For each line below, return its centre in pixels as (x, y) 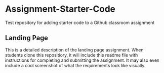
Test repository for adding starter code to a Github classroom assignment (80, 23)
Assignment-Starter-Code (60, 9)
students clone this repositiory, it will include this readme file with (72, 55)
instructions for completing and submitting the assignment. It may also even (82, 60)
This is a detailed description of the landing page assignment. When (74, 49)
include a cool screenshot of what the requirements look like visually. (75, 65)
